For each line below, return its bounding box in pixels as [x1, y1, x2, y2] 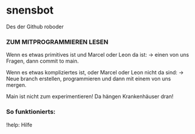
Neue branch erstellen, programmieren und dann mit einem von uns [6, 75, 171, 83]
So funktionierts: [6, 107, 56, 116]
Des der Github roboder [6, 23, 64, 30]
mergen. [6, 81, 27, 89]
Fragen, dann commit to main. [6, 57, 79, 65]
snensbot [6, 4, 54, 17]
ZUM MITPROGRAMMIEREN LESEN [6, 38, 109, 46]
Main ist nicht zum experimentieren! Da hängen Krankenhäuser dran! [6, 93, 174, 100]
